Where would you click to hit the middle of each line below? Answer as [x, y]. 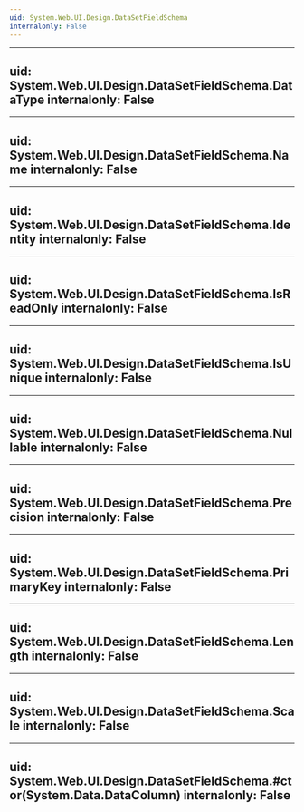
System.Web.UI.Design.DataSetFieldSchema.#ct [151, 782]
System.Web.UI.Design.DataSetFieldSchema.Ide [150, 224]
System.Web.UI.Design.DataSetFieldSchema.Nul [151, 433]
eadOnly [34, 309]
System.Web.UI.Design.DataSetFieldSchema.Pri [149, 572]
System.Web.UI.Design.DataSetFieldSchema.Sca [152, 712]
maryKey [35, 587]
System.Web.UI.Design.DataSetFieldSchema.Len [152, 642]
